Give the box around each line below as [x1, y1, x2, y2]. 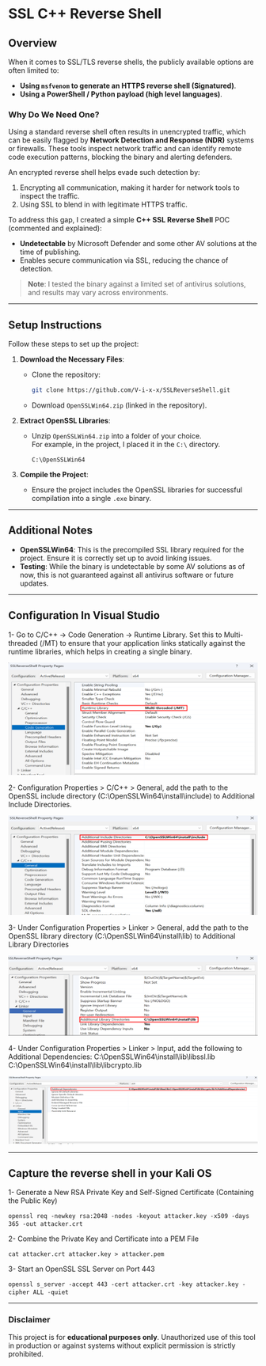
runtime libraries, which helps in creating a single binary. [8, 647, 192, 656]
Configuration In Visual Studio [8, 609, 161, 622]
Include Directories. [8, 799, 73, 809]
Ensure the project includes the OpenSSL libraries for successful [31, 484, 243, 495]
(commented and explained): [8, 223, 102, 233]
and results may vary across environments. [27, 288, 169, 298]
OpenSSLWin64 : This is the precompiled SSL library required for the [19, 545, 245, 554]
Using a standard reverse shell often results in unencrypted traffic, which [8, 127, 246, 137]
